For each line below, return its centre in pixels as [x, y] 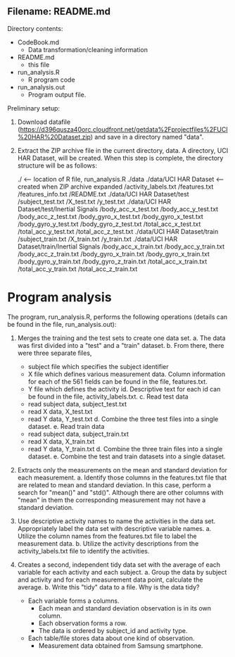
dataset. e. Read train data [66, 426]
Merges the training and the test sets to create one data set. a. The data [122, 338]
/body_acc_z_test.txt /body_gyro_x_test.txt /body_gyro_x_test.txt [110, 216]
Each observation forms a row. [83, 623]
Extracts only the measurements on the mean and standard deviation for [122, 470]
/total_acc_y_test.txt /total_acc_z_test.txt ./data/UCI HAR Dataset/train [118, 231]
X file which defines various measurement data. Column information [127, 374]
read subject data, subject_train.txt [78, 434]
